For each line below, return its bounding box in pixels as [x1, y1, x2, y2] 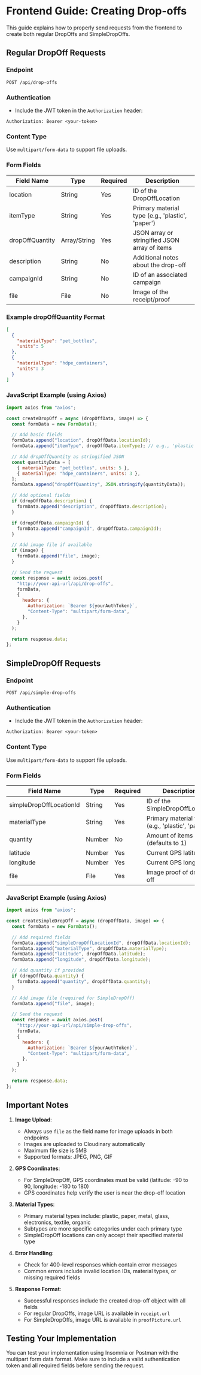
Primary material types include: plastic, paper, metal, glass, [23, 1212, 170, 1219]
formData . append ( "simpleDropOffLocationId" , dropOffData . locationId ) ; [11, 940, 191, 946]
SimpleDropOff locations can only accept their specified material [23, 1231, 184, 1238]
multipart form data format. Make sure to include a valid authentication [6, 1356, 181, 1363]
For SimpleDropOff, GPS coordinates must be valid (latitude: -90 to [23, 1176, 188, 1183]
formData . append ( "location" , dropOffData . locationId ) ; [11, 438, 151, 444]
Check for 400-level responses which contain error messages [23, 1261, 178, 1268]
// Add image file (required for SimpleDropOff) [11, 995, 135, 1001]
